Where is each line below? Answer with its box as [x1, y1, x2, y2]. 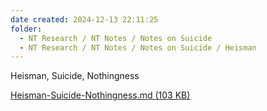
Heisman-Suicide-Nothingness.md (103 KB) [10, 89, 191, 101]
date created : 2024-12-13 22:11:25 [10, 14, 159, 25]
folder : [10, 24, 43, 34]
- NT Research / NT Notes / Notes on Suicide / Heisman [19, 42, 257, 53]
